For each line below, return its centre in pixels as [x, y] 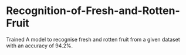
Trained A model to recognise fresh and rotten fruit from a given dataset [93, 39]
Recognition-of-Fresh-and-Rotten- [93, 11]
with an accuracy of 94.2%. [40, 46]
